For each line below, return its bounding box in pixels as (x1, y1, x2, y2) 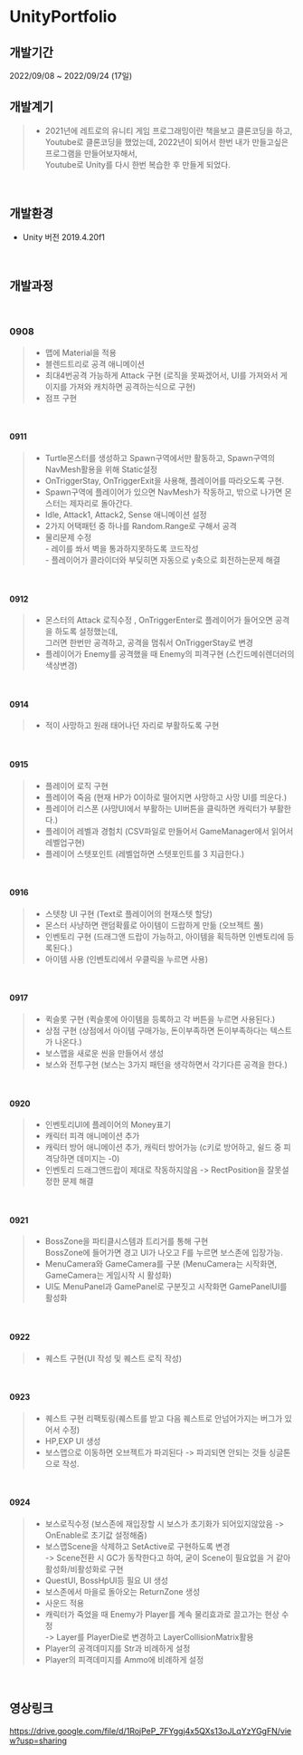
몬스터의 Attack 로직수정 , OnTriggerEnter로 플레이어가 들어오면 (44, 614, 273, 626)
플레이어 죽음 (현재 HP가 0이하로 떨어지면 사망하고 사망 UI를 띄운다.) (44, 791, 288, 803)
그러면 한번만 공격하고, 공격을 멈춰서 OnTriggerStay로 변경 (44, 637, 253, 649)
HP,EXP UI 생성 (44, 1435, 101, 1446)
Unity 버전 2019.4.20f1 (22, 231, 106, 242)
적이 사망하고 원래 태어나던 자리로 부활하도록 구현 (44, 720, 220, 731)
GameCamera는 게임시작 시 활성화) (44, 1270, 172, 1281)
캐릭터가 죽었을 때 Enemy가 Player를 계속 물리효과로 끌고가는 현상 (44, 1608, 280, 1619)
